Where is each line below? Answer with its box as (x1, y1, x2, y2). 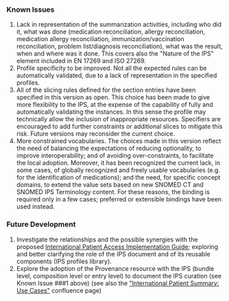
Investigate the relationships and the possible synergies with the (16, 235, 198, 243)
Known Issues (6, 5, 55, 14)
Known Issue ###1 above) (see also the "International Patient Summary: (16, 279, 219, 287)
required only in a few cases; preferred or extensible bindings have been (16, 195, 222, 204)
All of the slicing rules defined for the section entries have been (16, 86, 196, 94)
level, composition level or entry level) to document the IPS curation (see (16, 272, 222, 280)
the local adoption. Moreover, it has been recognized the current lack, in (16, 159, 221, 167)
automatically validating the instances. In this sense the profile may (16, 108, 206, 116)
